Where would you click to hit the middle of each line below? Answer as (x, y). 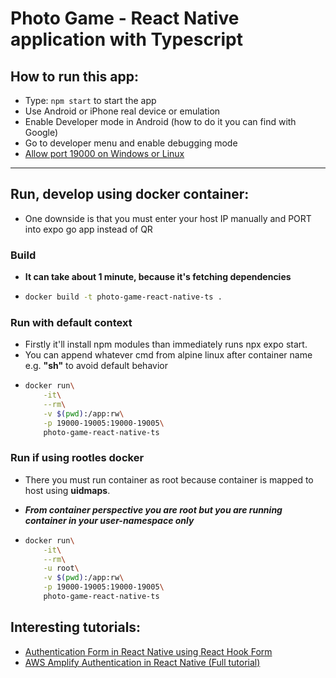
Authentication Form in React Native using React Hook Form (148, 651)
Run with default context (71, 322)
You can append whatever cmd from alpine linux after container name (168, 355)
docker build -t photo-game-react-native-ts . (123, 297)
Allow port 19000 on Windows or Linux (104, 153)
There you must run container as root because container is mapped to (169, 479)
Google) (41, 132)
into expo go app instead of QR (88, 229)
